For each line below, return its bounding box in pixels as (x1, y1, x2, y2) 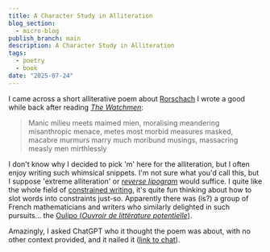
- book (15, 64, 38, 72)
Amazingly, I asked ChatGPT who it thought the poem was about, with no (8, 226, 251, 236)
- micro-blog (15, 27, 60, 35)
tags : (8, 49, 27, 57)
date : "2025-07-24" (8, 72, 74, 80)
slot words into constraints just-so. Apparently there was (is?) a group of (8, 193, 249, 203)
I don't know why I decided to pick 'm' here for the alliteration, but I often (8, 159, 250, 169)
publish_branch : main (8, 34, 81, 43)
